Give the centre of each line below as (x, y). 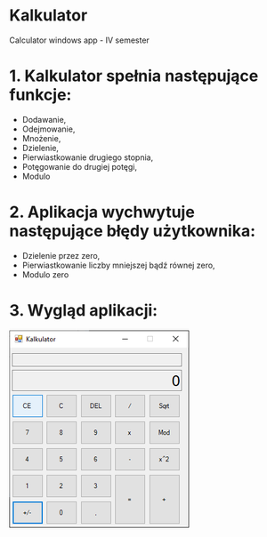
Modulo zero (45, 274)
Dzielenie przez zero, (61, 255)
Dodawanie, (44, 119)
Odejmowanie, (49, 129)
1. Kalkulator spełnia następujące (134, 76)
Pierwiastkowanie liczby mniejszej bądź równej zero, (118, 265)
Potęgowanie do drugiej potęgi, (80, 166)
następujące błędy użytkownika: (133, 231)
